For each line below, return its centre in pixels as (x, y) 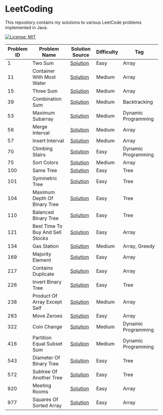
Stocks (40, 238)
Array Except (47, 302)
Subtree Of (45, 371)
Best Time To (47, 226)
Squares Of (45, 399)
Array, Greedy (139, 246)
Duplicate (43, 274)
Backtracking (138, 102)
